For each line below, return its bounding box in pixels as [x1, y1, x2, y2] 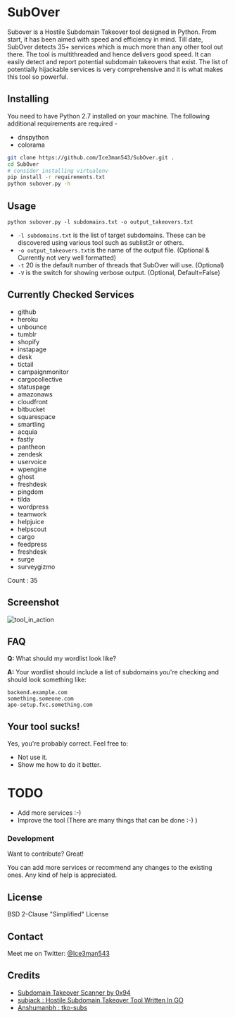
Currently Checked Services [7, 289, 135, 301]
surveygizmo [17, 562, 56, 571]
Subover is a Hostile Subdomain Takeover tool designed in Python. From [7, 28, 217, 36]
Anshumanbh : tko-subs [17, 1003, 88, 1012]
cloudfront [17, 397, 48, 406]
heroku [17, 315, 39, 323]
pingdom [17, 487, 44, 496]
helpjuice [17, 517, 44, 526]
